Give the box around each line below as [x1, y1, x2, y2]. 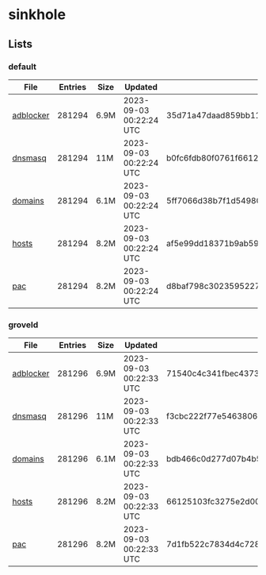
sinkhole [8, 6, 66, 24]
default [8, 61, 37, 72]
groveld [8, 319, 39, 330]
